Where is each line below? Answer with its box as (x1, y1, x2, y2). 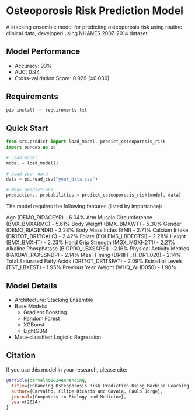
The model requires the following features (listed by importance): (6, 203, 162, 210)
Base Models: (14, 302, 48, 310)
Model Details (6, 281, 57, 291)
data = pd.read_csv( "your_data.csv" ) (6, 176, 98, 182)
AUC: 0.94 (14, 68, 40, 75)
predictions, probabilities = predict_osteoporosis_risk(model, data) (6, 192, 182, 198)
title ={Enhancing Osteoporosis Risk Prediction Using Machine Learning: (11, 383, 192, 389)
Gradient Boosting (23, 309, 67, 316)
